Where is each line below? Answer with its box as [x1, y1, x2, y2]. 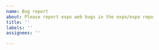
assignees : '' [6, 30, 41, 36]
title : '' [6, 19, 31, 25]
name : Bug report [6, 8, 49, 15]
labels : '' [6, 24, 33, 31]
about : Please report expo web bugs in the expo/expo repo [6, 14, 154, 20]
